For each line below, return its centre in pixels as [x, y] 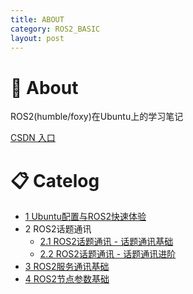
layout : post [37, 38]
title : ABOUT [37, 19]
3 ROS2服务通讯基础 [67, 267]
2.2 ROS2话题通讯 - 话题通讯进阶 [108, 254]
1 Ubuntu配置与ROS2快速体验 [85, 217]
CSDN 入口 [33, 138]
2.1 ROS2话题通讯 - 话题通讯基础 [106, 242]
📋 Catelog [55, 180]
